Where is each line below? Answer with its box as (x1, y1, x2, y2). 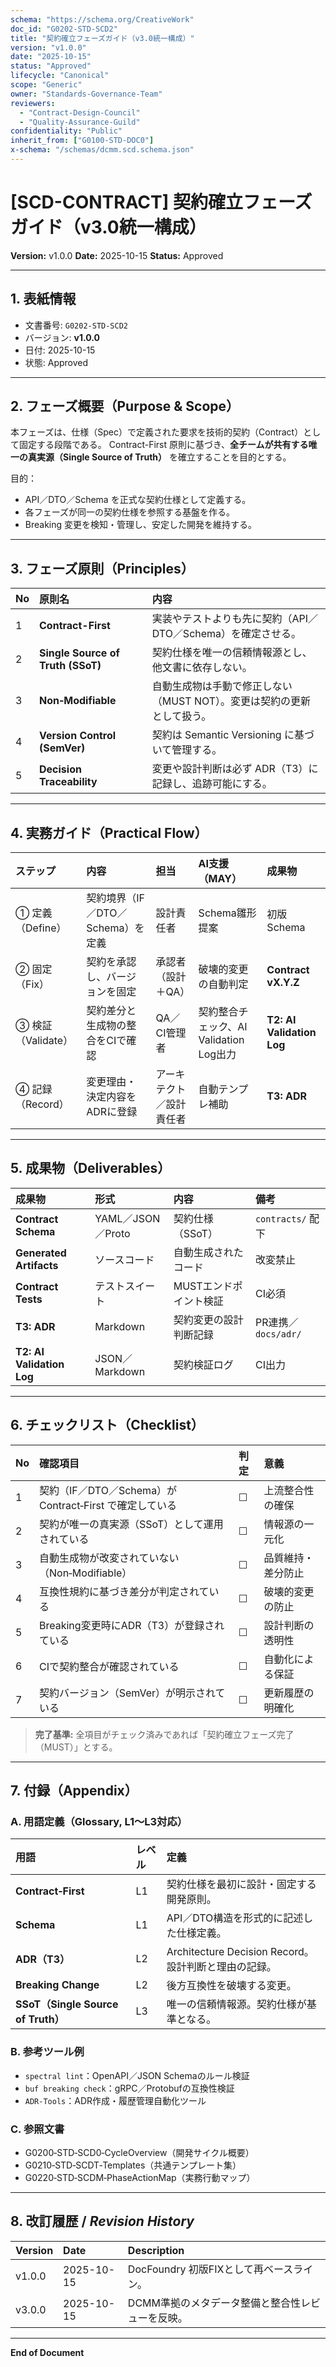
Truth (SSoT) (39, 659, 102, 673)
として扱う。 (151, 709, 212, 723)
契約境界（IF (86, 891, 145, 905)
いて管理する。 (151, 743, 223, 757)
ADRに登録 (86, 1105, 138, 1119)
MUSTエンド (173, 1279, 233, 1293)
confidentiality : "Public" (10, 126, 123, 136)
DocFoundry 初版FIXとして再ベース (127, 2262, 294, 2276)
